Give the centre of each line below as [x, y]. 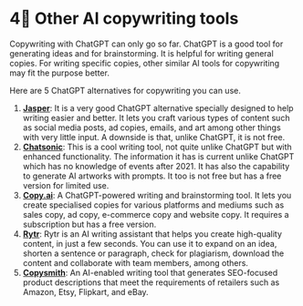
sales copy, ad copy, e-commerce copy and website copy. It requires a [156, 214]
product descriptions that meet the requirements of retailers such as [151, 282]
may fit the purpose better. [59, 73]
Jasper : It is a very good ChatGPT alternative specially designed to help [158, 107]
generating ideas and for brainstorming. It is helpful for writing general [141, 53]
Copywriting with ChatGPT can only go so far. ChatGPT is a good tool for [146, 44]
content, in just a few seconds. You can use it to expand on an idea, [150, 243]
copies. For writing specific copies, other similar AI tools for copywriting [145, 63]
